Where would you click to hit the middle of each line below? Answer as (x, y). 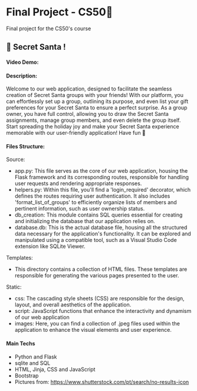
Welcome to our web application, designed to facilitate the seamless (89, 89)
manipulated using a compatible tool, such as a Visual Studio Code (96, 240)
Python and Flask (36, 357)
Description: (22, 76)
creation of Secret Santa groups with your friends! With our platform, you (95, 95)
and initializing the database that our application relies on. (85, 221)
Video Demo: (22, 62)
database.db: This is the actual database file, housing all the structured (101, 228)
